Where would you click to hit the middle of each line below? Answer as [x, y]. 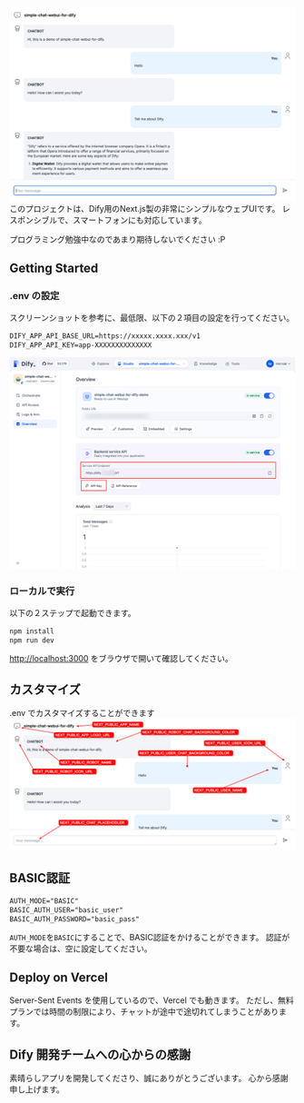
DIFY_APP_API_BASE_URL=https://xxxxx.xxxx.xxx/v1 [105, 336]
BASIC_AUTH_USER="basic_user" [67, 910]
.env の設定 [34, 296]
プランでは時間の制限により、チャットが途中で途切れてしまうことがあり [144, 1012]
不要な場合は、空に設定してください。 [81, 949]
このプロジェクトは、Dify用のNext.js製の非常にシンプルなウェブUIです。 [145, 209]
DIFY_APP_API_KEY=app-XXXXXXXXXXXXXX [81, 345]
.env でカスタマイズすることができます [82, 713]
